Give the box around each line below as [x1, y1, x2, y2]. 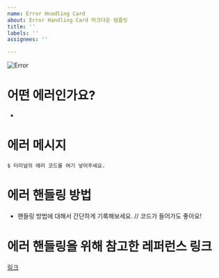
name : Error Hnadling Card [7, 10, 86, 17]
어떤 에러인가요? [7, 88, 96, 104]
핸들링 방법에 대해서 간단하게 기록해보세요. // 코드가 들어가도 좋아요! [17, 211, 202, 220]
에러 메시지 [7, 138, 67, 154]
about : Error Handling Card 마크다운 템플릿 [7, 17, 129, 24]
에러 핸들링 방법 [7, 188, 92, 204]
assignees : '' [7, 36, 49, 43]
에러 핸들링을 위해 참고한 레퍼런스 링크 [7, 239, 213, 254]
